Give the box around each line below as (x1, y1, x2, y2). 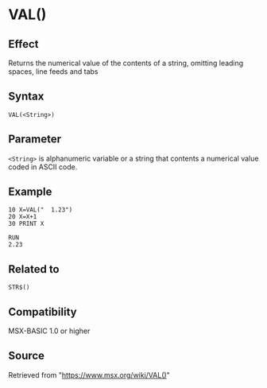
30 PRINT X (8, 220, 44, 228)
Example (8, 185, 52, 199)
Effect (8, 37, 39, 51)
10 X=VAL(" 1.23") (8, 206, 73, 214)
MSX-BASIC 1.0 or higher (8, 326, 91, 336)
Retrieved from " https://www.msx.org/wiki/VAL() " (8, 370, 171, 379)
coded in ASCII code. (8, 161, 78, 172)
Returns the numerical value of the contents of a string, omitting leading (8, 58, 244, 68)
